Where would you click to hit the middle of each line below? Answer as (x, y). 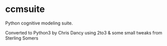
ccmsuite (25, 9)
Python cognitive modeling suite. (39, 23)
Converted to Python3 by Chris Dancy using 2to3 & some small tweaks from (84, 32)
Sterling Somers (22, 38)
